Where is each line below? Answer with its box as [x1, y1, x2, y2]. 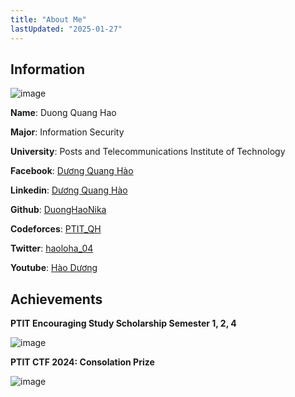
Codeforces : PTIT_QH [10, 223, 102, 235]
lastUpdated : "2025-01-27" [10, 24, 123, 34]
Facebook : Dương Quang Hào [10, 165, 134, 177]
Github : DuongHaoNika [10, 204, 107, 216]
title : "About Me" [10, 14, 87, 25]
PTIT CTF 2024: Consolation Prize [10, 356, 155, 368]
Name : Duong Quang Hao [10, 107, 117, 119]
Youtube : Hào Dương [10, 262, 98, 274]
